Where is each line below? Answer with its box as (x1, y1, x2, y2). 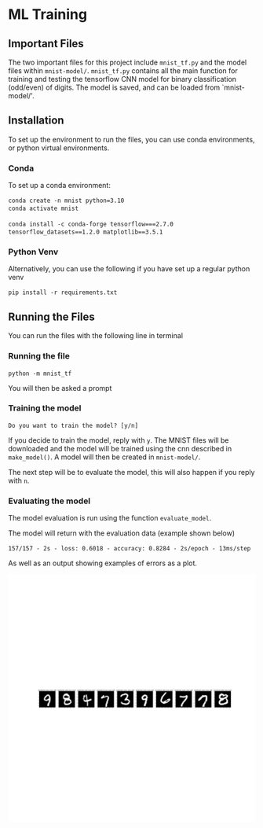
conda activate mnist (8, 204, 79, 213)
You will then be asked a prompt (8, 383, 112, 392)
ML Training (8, 6, 88, 24)
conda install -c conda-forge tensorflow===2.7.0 (8, 220, 174, 229)
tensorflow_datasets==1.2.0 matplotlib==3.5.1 (8, 228, 163, 237)
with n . (8, 476, 30, 485)
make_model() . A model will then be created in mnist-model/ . (8, 452, 201, 462)
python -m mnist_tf (8, 370, 72, 377)
